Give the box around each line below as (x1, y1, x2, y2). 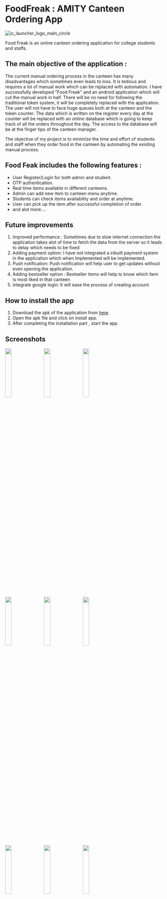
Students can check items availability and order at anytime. (12, 196, 134, 202)
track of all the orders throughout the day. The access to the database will (5, 121, 157, 127)
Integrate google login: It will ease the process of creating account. (12, 282, 151, 288)
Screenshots (5, 335, 46, 343)
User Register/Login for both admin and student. (12, 174, 112, 180)
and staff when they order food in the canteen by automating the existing (5, 141, 156, 147)
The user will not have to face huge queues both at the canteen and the (5, 105, 152, 111)
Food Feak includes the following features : (5, 161, 142, 170)
